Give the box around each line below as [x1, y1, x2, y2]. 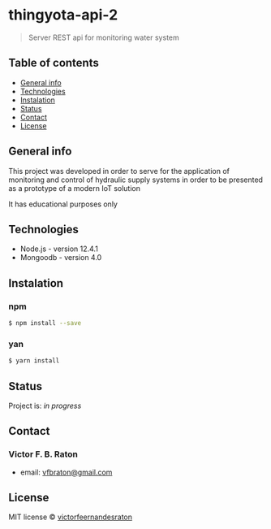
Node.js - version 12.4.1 [19, 244, 99, 254]
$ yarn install [8, 357, 60, 365]
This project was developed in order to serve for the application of [8, 166, 230, 176]
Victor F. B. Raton [8, 449, 79, 460]
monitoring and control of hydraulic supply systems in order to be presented [8, 175, 264, 184]
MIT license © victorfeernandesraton [8, 512, 132, 522]
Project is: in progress [8, 401, 82, 410]
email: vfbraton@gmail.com [19, 467, 113, 477]
